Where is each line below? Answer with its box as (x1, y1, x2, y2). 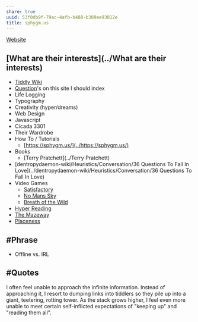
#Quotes (6, 268, 39, 278)
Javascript (14, 117, 41, 124)
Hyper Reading (14, 205, 52, 212)
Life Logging (14, 91, 46, 98)
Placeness (14, 218, 40, 225)
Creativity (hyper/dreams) (14, 104, 78, 111)
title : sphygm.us (6, 20, 49, 26)
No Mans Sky (23, 192, 57, 199)
